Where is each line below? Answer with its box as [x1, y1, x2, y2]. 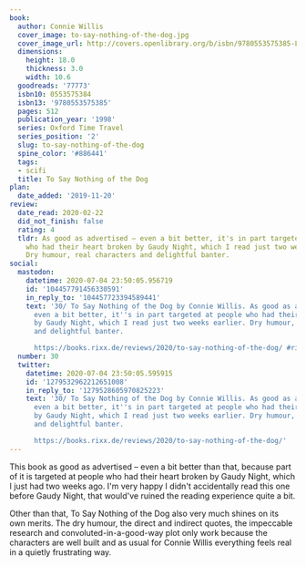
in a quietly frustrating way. [9, 546, 112, 557]
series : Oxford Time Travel [17, 124, 125, 133]
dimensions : [17, 47, 64, 57]
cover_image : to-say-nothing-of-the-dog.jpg [17, 30, 189, 39]
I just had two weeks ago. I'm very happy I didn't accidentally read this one [9, 480, 291, 491]
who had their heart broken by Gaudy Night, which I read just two [25, 242, 287, 252]
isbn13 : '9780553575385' [17, 98, 112, 108]
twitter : [17, 360, 51, 369]
